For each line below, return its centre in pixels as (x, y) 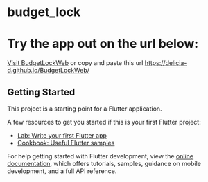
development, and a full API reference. (62, 171)
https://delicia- (166, 63)
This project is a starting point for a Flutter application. (85, 109)
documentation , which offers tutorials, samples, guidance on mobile (104, 163)
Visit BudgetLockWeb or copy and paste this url (75, 63)
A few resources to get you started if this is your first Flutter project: (104, 122)
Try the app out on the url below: (103, 44)
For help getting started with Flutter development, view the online (101, 156)
